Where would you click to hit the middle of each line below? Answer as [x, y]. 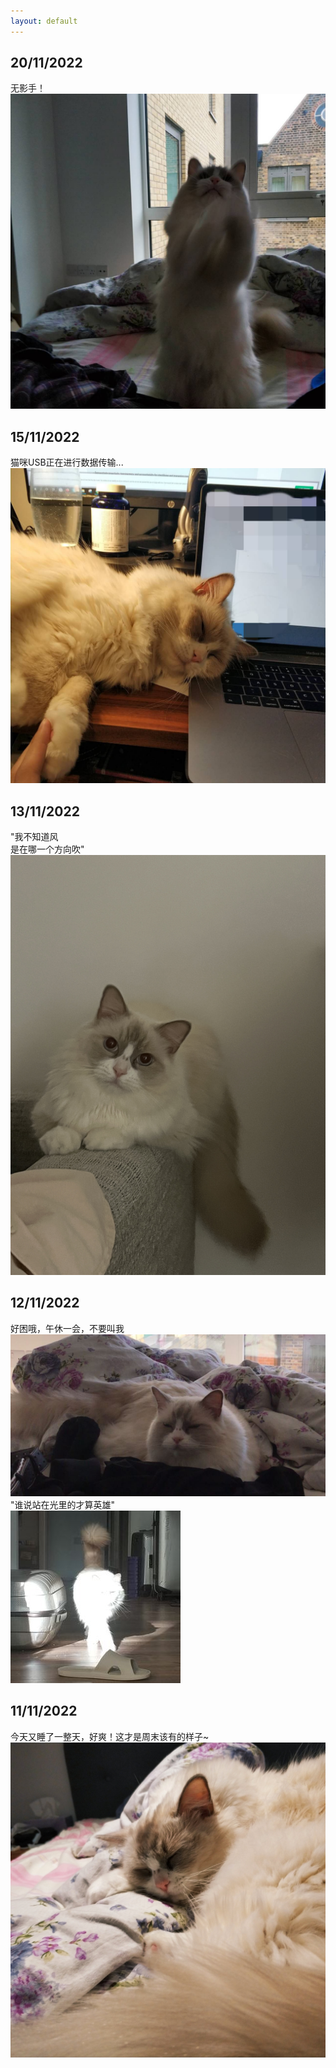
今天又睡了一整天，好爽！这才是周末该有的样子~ [110, 1736]
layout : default [44, 21]
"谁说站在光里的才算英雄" [63, 1504]
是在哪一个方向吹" [47, 849]
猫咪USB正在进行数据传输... [67, 462]
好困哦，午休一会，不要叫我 [67, 1328]
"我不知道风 [34, 837]
